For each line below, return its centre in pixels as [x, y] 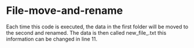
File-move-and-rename [65, 11]
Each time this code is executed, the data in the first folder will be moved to [97, 27]
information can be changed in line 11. [52, 39]
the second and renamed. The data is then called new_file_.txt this [86, 32]
